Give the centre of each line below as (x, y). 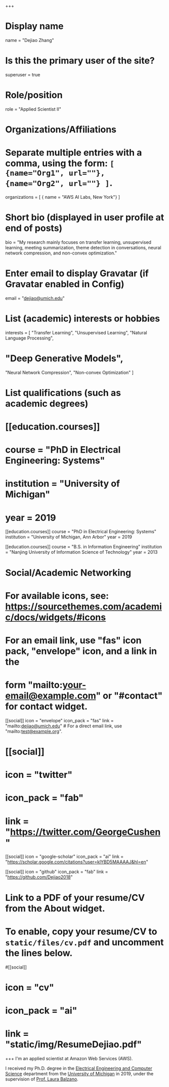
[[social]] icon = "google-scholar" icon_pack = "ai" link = (65, 857)
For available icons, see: (57, 596)
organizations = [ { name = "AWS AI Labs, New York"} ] (63, 197)
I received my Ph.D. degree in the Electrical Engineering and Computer (79, 1068)
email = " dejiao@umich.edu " (35, 298)
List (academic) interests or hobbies (83, 319)
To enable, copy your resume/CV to (81, 931)
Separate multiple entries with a (74, 153)
